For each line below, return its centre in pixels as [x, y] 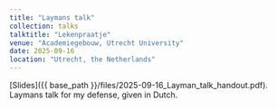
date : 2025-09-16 [42, 51]
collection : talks [44, 26]
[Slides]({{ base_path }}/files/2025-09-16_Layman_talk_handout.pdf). [139, 85]
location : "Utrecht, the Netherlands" [82, 59]
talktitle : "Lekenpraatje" [60, 34]
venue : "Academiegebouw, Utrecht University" [96, 43]
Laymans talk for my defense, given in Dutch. [94, 95]
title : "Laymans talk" [52, 18]
